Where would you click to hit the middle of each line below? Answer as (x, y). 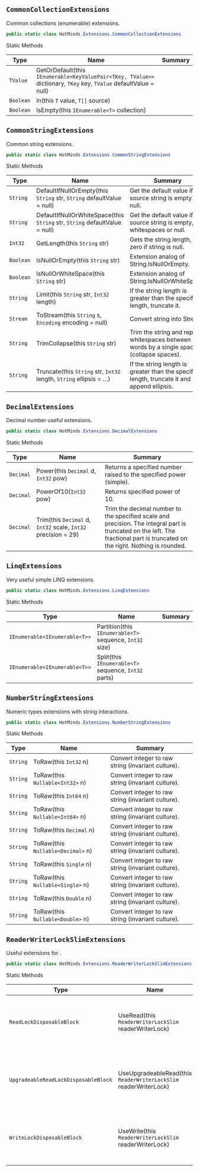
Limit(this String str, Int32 (73, 295)
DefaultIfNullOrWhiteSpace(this (80, 215)
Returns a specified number (143, 467)
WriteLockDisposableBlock (46, 1138)
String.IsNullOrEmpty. (160, 264)
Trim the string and (156, 332)
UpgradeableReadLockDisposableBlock (61, 1080)
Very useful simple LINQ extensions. (50, 579)
